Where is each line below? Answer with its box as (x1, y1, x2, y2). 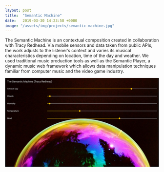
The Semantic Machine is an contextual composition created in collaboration (5, 37, 159, 43)
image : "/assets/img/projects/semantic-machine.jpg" (5, 23, 115, 28)
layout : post (5, 8, 32, 13)
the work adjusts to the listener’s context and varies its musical (5, 48, 132, 54)
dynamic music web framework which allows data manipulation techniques (5, 63, 156, 69)
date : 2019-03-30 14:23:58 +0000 (5, 18, 78, 23)
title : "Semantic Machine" (5, 13, 62, 18)
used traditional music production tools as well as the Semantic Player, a (5, 58, 150, 64)
